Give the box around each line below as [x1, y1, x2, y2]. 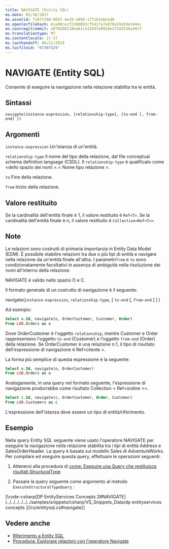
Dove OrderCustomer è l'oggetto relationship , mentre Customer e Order [5, 330, 158, 336]
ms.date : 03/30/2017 [5, 12, 49, 17]
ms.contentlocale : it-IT [5, 36, 58, 41]
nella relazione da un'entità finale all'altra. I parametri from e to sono [5, 256, 146, 262]
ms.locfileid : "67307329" [5, 45, 60, 50]
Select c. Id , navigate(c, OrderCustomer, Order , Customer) [5, 395, 133, 400]
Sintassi [5, 98, 31, 107]
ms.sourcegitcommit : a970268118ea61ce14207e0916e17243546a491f [5, 26, 142, 31]
